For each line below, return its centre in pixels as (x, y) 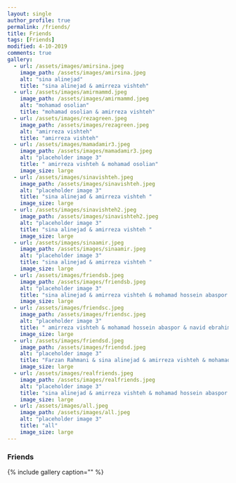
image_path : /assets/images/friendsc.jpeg (83, 315)
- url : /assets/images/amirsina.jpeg (69, 66)
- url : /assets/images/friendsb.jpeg (69, 275)
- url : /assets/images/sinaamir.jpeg (69, 243)
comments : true (29, 53)
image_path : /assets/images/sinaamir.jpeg (83, 249)
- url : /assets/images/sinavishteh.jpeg (73, 177)
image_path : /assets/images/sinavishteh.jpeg (88, 183)
